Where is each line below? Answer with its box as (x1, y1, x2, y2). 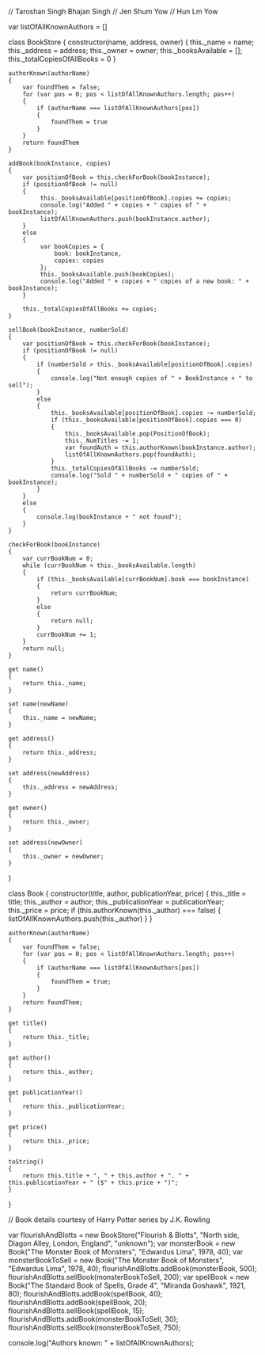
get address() (8, 735, 55, 743)
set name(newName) (8, 700, 69, 708)
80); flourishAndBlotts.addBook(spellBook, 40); (8, 1289, 163, 1298)
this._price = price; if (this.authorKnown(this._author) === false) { (8, 906, 221, 915)
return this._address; (22, 748, 97, 756)
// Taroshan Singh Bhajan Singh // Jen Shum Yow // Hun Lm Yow (8, 7, 218, 16)
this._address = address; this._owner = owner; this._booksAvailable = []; (8, 46, 243, 55)
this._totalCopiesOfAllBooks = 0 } (8, 55, 116, 63)
